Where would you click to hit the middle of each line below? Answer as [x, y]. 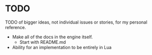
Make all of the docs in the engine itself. [52, 37]
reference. [15, 27]
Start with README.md [43, 42]
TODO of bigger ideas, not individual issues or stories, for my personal [76, 22]
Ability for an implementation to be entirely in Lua [62, 47]
